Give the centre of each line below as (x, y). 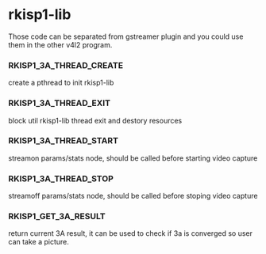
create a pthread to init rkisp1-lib (61, 83)
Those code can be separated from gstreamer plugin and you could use (126, 36)
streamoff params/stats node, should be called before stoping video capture (133, 196)
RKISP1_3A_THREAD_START (64, 141)
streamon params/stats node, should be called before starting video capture (133, 158)
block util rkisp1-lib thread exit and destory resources (95, 120)
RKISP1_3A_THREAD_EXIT (60, 103)
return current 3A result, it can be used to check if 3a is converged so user (130, 233)
